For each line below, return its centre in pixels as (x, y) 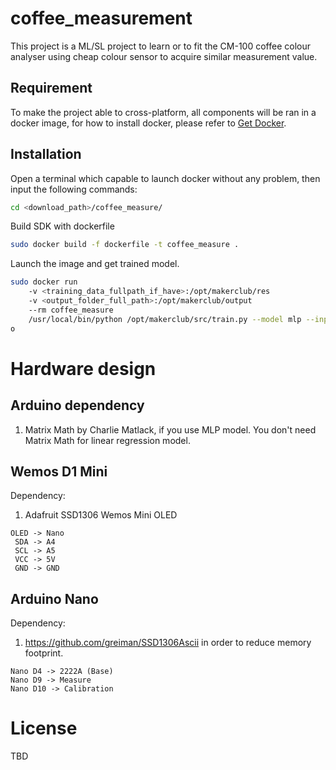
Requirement (51, 88)
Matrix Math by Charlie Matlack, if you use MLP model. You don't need (170, 429)
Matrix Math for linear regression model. (107, 440)
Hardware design (83, 368)
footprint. (44, 653)
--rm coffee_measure (71, 310)
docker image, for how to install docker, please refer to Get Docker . (148, 123)
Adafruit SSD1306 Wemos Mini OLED (101, 515)
